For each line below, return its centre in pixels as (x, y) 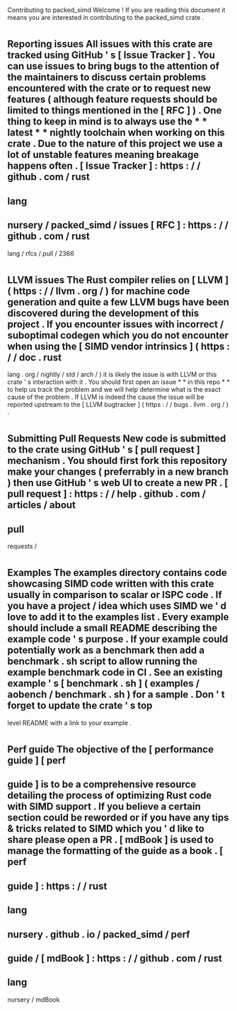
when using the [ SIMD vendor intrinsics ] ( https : (118, 346)
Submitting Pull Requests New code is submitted (117, 439)
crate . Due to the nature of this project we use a (115, 144)
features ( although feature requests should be (112, 100)
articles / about (42, 505)
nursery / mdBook (34, 999)
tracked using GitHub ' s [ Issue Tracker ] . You (111, 55)
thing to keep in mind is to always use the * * (107, 122)
